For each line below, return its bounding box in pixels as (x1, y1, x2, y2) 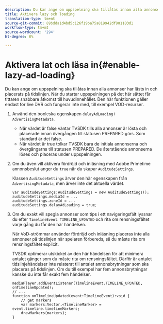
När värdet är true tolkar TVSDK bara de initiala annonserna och (19, 141, 147, 146)
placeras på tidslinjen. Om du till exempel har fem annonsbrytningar (12, 266, 147, 272)
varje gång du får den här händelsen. (12, 221, 86, 227)
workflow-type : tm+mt (5, 25, 49, 30)
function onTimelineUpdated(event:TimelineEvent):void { (12, 293, 130, 298)
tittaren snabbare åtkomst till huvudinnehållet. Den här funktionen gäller (5, 96, 148, 102)
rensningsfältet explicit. (12, 241, 59, 247)
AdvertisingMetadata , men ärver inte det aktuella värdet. (12, 180, 125, 186)
